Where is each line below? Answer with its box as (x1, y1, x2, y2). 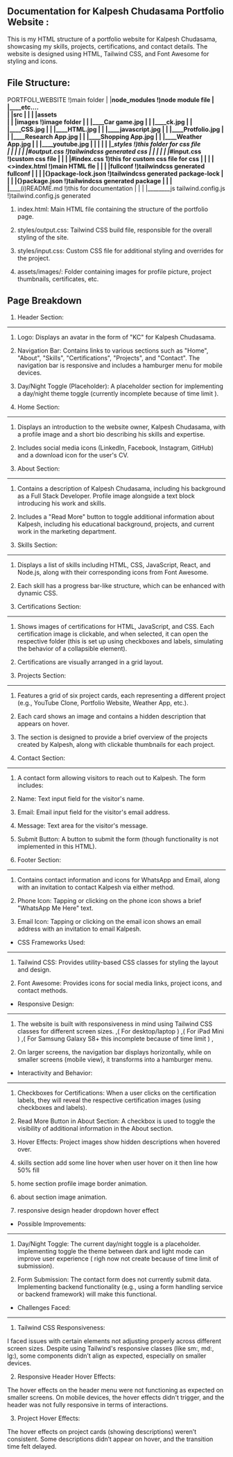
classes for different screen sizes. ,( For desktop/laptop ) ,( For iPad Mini (17, 1027, 224, 1036)
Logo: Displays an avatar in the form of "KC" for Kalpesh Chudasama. (17, 333, 216, 342)
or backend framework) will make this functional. (17, 1290, 157, 1299)
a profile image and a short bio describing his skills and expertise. (17, 430, 205, 439)
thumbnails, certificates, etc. (17, 274, 99, 283)
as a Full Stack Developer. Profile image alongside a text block (17, 492, 196, 500)
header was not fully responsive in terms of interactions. (7, 1401, 169, 1409)
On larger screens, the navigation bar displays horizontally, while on (17, 1048, 212, 1056)
